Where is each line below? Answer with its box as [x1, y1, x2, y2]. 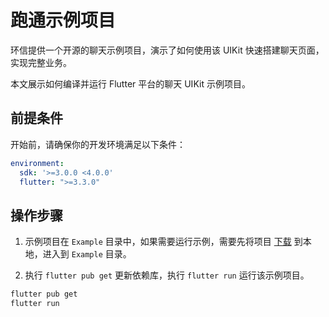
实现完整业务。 [10, 56, 72, 68]
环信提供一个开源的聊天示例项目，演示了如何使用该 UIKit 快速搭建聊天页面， [10, 44, 325, 56]
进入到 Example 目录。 [42, 248, 132, 260]
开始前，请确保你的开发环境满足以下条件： [10, 138, 186, 150]
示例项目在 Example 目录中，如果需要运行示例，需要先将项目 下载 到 [24, 236, 303, 248]
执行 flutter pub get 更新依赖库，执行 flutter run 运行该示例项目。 [24, 269, 310, 281]
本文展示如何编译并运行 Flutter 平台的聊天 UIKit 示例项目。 [10, 77, 251, 90]
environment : [10, 158, 65, 168]
